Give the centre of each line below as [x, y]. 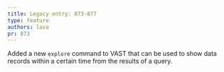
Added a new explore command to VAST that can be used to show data [112, 54]
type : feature [28, 20]
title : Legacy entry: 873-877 [52, 14]
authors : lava [28, 27]
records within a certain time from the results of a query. [90, 61]
